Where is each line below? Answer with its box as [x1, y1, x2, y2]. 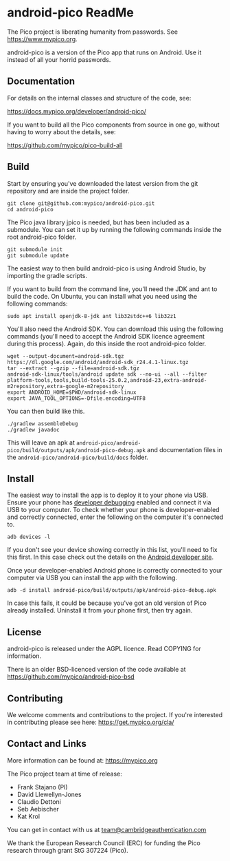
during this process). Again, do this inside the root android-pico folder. [7, 339, 207, 348]
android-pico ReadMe [7, 5, 134, 21]
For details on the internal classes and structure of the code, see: [7, 94, 192, 102]
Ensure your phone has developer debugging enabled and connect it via [7, 498, 211, 507]
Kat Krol [16, 812, 40, 820]
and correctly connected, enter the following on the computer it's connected [7, 513, 224, 521]
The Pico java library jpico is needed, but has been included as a [7, 218, 190, 226]
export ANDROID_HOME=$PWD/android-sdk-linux [7, 389, 137, 396]
